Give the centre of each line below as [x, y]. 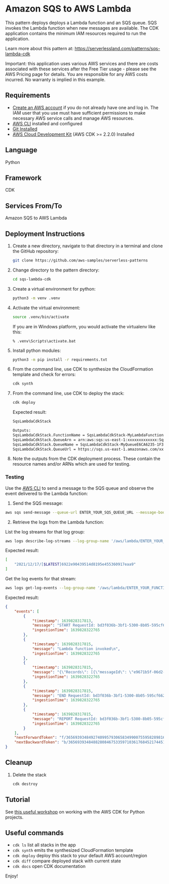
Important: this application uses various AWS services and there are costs [82, 63]
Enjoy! [12, 876]
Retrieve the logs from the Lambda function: [58, 522]
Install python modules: [37, 350]
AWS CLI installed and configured [47, 123]
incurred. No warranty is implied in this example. [55, 79]
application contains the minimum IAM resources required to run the [76, 33]
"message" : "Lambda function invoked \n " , [76, 649]
